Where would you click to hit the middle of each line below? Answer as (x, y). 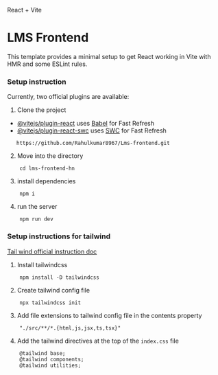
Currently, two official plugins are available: (68, 97)
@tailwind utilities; (50, 365)
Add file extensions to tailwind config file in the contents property (109, 315)
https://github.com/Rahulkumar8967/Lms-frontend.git (93, 144)
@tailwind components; (52, 359)
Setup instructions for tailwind (59, 236)
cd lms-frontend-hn (47, 169)
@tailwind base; (43, 353)
